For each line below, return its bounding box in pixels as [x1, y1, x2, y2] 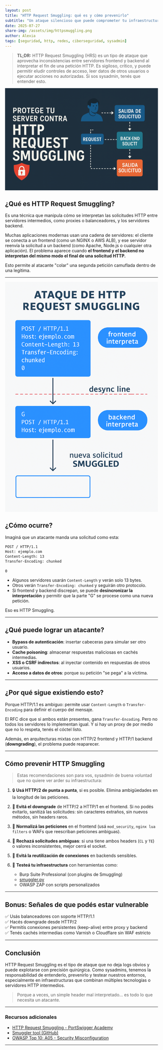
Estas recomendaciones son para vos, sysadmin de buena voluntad [16, 772, 152, 778]
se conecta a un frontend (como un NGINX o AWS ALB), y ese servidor [5, 237, 147, 243]
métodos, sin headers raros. [12, 814, 69, 820]
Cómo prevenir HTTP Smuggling [5, 759, 105, 768]
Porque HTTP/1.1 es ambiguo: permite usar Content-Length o [5, 701, 126, 707]
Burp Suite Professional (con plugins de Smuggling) [19, 872, 123, 877]
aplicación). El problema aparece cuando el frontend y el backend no [5, 248, 145, 254]
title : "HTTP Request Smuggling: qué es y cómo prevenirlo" [5, 13, 130, 18]
